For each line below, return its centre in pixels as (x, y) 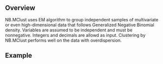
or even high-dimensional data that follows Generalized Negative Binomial (80, 25)
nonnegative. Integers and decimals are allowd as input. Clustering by (75, 35)
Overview (20, 8)
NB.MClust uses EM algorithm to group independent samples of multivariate (82, 19)
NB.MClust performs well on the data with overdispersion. (63, 40)
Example (19, 56)
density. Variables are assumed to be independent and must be (69, 30)
